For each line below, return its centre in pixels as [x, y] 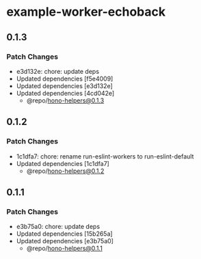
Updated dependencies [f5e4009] [65, 79]
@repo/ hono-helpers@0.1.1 [65, 248]
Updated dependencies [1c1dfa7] [63, 163]
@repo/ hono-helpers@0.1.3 [65, 100]
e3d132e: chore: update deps [58, 71]
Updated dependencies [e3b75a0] [65, 241]
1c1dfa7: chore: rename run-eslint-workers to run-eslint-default [105, 156]
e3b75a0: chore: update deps [58, 227]
